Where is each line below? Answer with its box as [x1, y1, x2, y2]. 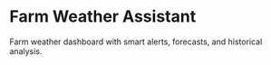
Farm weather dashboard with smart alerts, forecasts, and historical [9, 36, 263, 47]
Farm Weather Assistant [9, 6, 197, 27]
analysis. [9, 45, 43, 56]
